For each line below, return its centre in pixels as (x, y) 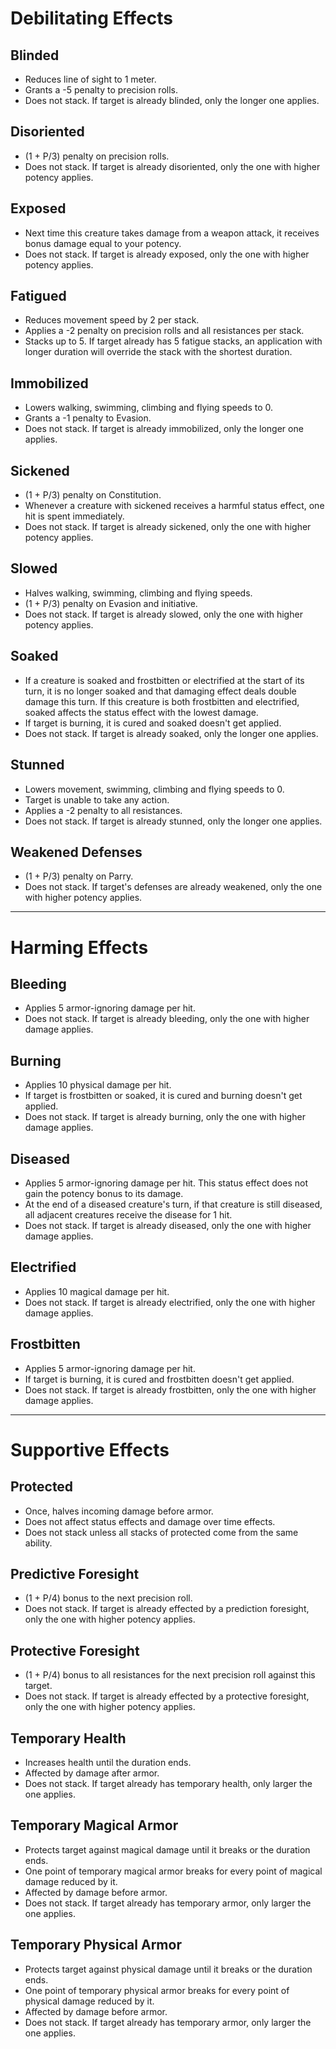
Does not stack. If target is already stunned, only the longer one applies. (173, 821)
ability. (38, 1543)
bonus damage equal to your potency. (103, 243)
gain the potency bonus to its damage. (104, 1193)
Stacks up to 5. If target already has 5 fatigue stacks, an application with (173, 341)
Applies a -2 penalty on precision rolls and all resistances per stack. (164, 331)
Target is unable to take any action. (97, 799)
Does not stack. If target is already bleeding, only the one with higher (167, 1019)
